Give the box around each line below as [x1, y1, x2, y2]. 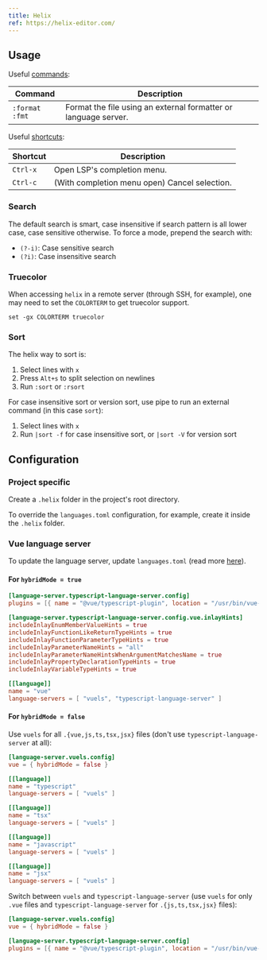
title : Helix [8, 11, 52, 20]
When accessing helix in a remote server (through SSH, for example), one [8, 289, 252, 299]
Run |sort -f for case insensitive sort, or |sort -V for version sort [19, 430, 237, 439]
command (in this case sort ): [8, 406, 104, 416]
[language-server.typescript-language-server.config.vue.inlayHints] [8, 614, 244, 622]
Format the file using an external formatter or [65, 102, 233, 113]
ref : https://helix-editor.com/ [8, 19, 115, 27]
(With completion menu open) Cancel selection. [54, 177, 232, 188]
